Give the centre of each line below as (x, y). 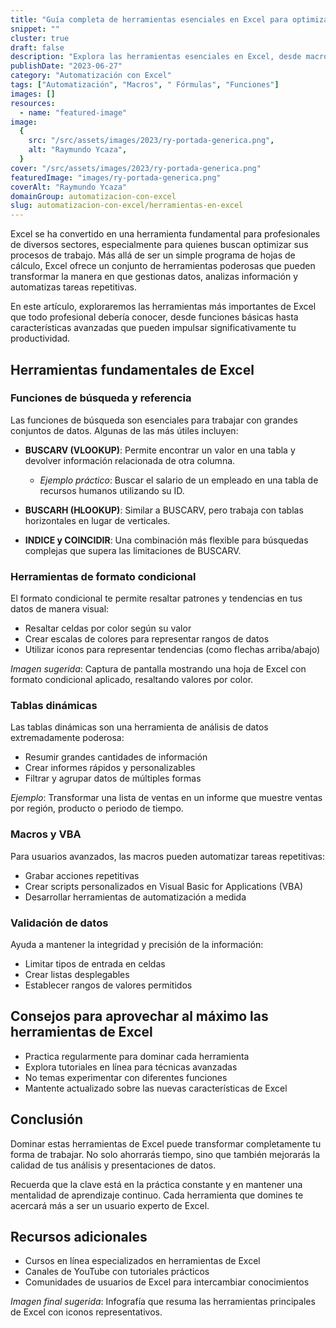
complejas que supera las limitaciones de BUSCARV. (133, 550)
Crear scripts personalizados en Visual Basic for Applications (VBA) (164, 886)
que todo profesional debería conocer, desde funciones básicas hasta (154, 317)
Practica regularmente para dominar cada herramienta (137, 1056)
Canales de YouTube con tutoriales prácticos (117, 1272)
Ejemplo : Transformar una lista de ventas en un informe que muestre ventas (166, 798)
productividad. (40, 338)
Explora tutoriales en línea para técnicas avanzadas (131, 1067)
